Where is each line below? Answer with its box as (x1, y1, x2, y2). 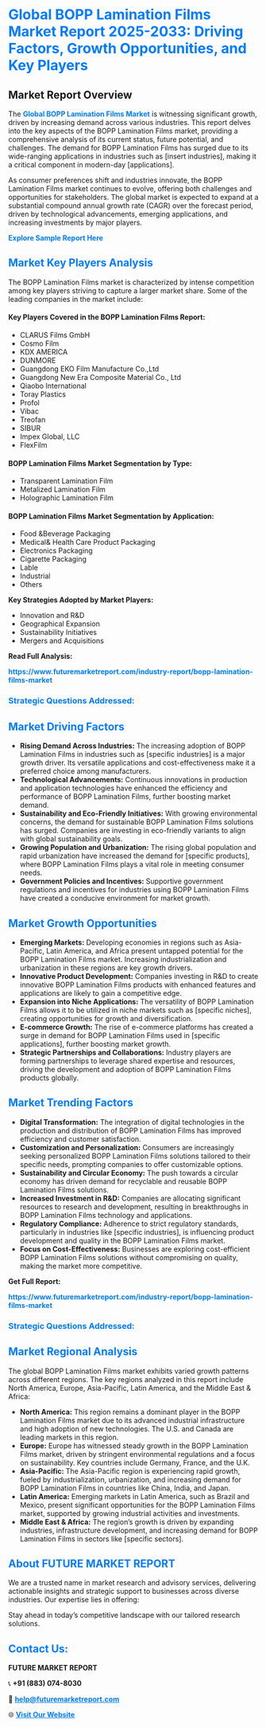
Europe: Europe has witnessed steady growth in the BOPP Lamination (19, 1440, 249, 1451)
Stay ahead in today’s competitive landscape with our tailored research (8, 1611, 241, 1620)
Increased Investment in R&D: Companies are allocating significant (19, 1193, 241, 1203)
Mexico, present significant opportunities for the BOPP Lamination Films (19, 1500, 256, 1510)
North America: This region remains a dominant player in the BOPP (19, 1407, 241, 1416)
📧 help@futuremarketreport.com (8, 1694, 120, 1704)
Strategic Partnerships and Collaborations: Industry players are (19, 1048, 232, 1057)
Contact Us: (8, 1642, 69, 1655)
